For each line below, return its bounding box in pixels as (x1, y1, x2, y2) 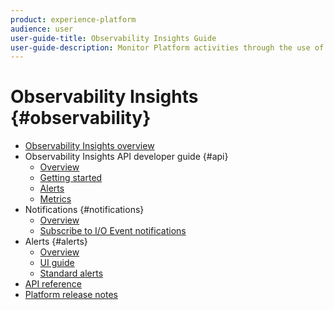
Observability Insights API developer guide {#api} (24, 151, 229, 163)
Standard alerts (39, 267, 104, 280)
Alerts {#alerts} (24, 236, 88, 248)
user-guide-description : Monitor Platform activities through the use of (10, 42, 325, 53)
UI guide (39, 257, 75, 269)
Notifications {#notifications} (24, 204, 145, 216)
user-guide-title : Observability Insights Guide (10, 33, 217, 43)
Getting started (39, 172, 103, 184)
